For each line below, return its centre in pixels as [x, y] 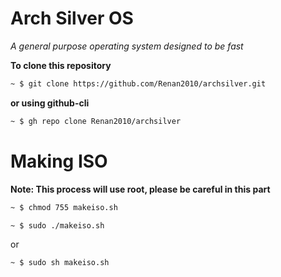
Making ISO [59, 161]
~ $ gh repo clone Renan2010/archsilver [96, 121]
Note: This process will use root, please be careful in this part [140, 189]
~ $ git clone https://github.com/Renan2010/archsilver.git [138, 83]
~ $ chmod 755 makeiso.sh [64, 207]
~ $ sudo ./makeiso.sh [57, 225]
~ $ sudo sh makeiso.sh [60, 263]
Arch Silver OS [72, 18]
